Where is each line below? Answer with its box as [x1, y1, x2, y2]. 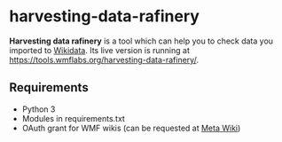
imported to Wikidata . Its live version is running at [9, 44, 191, 55]
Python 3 [21, 104, 56, 114]
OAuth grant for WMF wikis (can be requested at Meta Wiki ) [21, 122, 241, 133]
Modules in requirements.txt [21, 113, 126, 123]
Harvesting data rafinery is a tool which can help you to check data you [9, 35, 273, 46]
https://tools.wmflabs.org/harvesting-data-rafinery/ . [9, 54, 200, 65]
